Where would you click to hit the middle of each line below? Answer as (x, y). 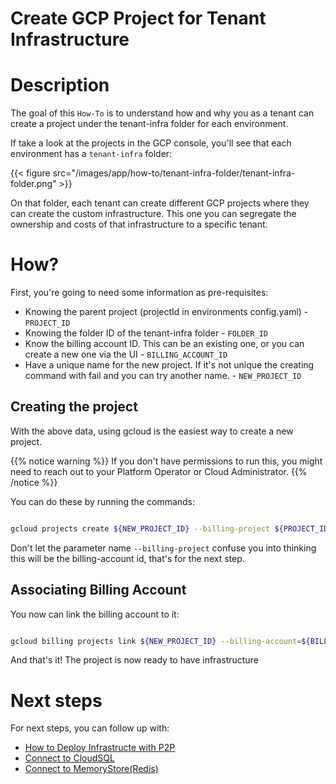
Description (60, 85)
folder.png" (33, 184)
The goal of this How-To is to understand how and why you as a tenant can (162, 113)
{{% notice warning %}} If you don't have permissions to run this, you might (166, 461)
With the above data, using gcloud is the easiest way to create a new (152, 431)
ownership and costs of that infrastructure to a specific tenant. (139, 224)
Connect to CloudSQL (69, 758)
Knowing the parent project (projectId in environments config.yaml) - (166, 312)
